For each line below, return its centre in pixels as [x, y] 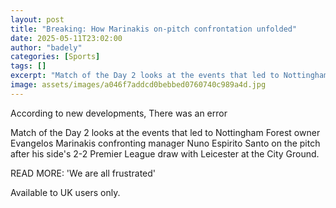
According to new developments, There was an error [119, 113]
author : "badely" [46, 47]
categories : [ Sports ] [55, 57]
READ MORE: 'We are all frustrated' [83, 173]
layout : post [37, 19]
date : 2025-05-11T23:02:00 [66, 38]
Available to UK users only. [65, 192]
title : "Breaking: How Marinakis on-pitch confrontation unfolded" [154, 29]
